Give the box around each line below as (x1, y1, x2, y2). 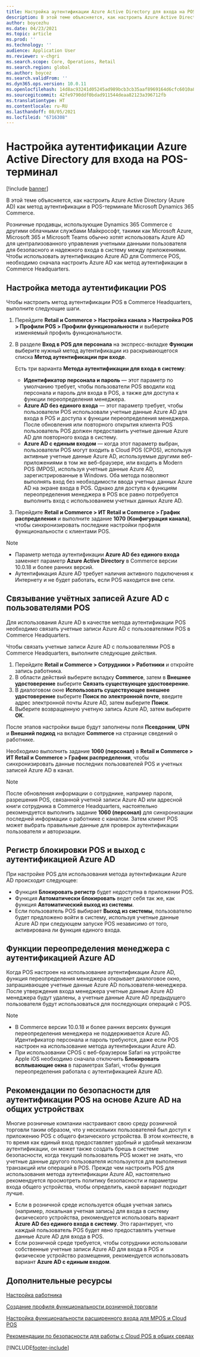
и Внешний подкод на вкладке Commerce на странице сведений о (6, 729, 178, 736)
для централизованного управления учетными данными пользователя (6, 240, 187, 247)
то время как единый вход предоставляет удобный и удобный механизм (6, 1139, 192, 1146)
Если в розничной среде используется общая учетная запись (14, 1201, 173, 1208)
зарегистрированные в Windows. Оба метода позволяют (23, 472, 169, 478)
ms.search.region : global (6, 64, 70, 70)
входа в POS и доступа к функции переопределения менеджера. (23, 415, 190, 422)
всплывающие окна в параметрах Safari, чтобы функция (14, 1061, 161, 1069)
